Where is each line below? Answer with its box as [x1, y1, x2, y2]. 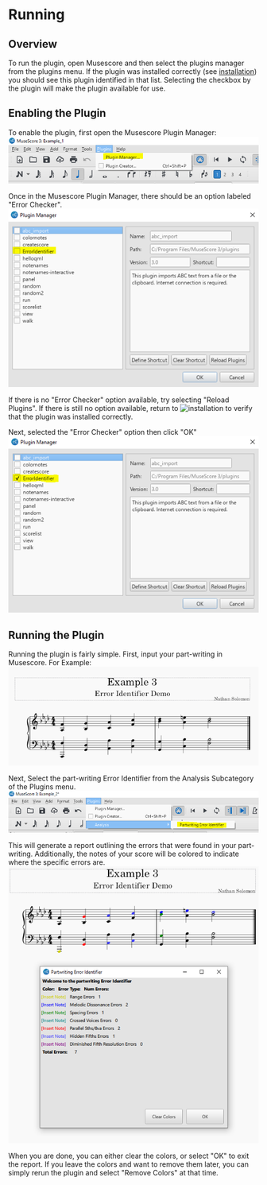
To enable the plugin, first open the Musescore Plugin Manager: [8, 127, 217, 137]
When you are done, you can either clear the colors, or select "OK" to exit [8, 1151, 250, 1161]
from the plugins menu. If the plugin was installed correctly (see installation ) [8, 67, 257, 76]
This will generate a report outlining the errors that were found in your [8, 841, 237, 850]
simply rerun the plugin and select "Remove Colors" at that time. [8, 1168, 219, 1178]
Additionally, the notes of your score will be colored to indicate [34, 849, 240, 859]
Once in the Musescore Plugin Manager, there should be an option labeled [8, 192, 252, 201]
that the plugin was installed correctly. [8, 412, 133, 421]
